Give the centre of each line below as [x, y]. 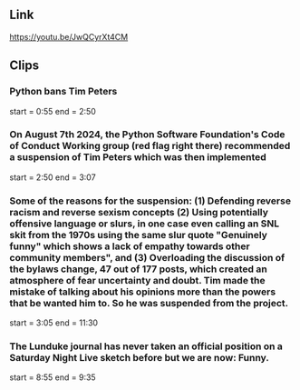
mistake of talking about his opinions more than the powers [143, 292]
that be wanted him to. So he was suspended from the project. [149, 303]
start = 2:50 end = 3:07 [53, 177]
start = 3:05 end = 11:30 [53, 323]
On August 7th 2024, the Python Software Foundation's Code [147, 135]
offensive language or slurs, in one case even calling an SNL [144, 224]
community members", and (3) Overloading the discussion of [147, 257]
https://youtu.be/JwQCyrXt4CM [69, 36]
